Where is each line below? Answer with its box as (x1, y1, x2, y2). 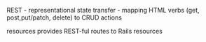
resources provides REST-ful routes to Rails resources (6, 27, 163, 35)
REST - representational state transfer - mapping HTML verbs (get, (6, 6, 200, 14)
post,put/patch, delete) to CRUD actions (6, 13, 122, 22)
